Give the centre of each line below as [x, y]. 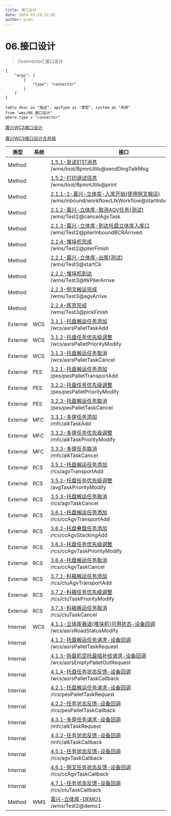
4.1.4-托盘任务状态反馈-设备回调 [91, 672]
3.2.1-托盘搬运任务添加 [79, 369]
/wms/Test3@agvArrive [79, 296]
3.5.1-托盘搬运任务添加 [79, 465]
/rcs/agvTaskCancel [75, 504]
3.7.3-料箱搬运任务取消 [79, 608]
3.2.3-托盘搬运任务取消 [79, 401]
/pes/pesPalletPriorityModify [85, 392]
